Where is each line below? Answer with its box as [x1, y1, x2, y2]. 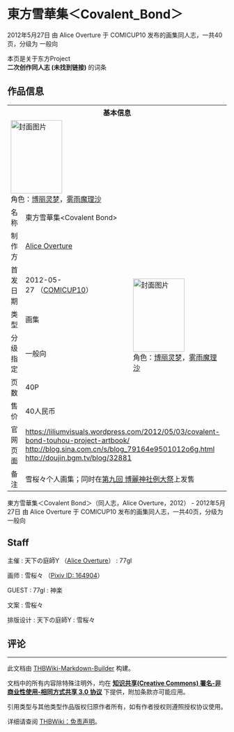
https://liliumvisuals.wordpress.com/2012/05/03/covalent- [25, 426, 221, 436]
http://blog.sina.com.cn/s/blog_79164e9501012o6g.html [25, 444, 215, 454]
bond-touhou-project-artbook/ [25, 435, 130, 445]
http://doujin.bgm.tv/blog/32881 [25, 453, 132, 463]
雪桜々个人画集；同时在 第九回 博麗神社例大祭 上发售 [25, 474, 195, 484]
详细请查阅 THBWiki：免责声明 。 [7, 717, 101, 726]
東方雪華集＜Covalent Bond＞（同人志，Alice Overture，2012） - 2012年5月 [7, 498, 226, 507]
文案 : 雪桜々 [7, 601, 43, 609]
